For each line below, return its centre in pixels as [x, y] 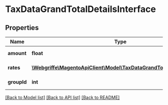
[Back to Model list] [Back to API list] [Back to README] [62, 97]
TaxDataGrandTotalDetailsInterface [80, 9]
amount [17, 53]
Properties [22, 28]
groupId [17, 82]
